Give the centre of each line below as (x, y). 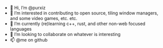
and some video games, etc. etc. (43, 18)
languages (21, 29)
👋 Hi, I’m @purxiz (28, 8)
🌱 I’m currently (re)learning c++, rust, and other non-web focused (78, 23)
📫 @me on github (28, 40)
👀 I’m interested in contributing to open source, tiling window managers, (84, 13)
